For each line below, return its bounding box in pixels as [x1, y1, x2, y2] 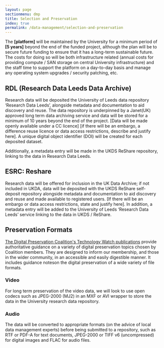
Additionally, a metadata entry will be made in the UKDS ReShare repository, [5, 148, 158, 154]
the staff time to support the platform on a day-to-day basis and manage [5, 65, 151, 71]
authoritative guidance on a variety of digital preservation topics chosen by [5, 244, 156, 250]
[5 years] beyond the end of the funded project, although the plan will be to [5, 44, 157, 50]
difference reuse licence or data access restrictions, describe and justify [5, 128, 151, 134]
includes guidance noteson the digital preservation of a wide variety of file [5, 260, 155, 265]
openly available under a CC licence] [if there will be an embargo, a [5, 123, 141, 129]
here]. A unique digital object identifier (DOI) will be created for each [5, 133, 143, 139]
